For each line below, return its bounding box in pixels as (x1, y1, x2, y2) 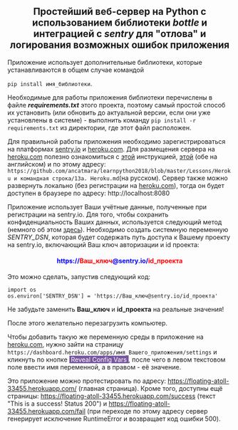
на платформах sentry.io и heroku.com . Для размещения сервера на (7, 145, 215, 153)
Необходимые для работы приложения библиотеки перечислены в (7, 93, 213, 102)
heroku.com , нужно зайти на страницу (7, 340, 124, 349)
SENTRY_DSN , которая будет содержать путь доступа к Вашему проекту (7, 233, 230, 241)
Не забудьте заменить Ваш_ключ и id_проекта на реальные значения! (7, 305, 224, 314)
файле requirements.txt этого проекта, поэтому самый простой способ (7, 100, 226, 109)
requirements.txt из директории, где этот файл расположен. (7, 123, 192, 132)
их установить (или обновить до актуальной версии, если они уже (7, 108, 211, 117)
